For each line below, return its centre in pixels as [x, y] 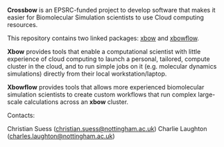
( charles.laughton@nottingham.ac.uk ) [61, 136]
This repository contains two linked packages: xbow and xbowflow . [103, 38]
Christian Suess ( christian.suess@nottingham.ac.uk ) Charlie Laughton [107, 129]
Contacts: [21, 115]
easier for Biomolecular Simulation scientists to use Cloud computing [106, 17]
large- [207, 94]
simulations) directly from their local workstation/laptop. [87, 73]
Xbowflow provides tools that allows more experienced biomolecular [106, 87]
